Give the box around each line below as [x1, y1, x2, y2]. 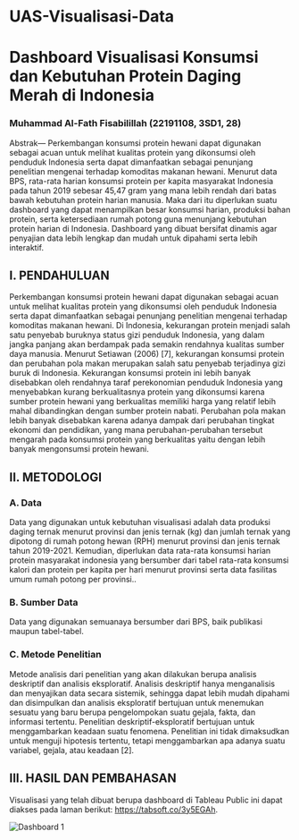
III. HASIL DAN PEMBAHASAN [9, 771, 177, 786]
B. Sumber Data [9, 597, 79, 609]
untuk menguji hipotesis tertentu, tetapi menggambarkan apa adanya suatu [9, 735, 286, 746]
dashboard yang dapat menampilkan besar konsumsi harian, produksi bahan [9, 204, 291, 215]
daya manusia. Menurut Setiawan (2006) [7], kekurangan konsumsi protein [9, 349, 285, 360]
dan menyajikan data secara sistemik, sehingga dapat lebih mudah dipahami [9, 687, 290, 699]
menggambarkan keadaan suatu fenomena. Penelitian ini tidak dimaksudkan [9, 725, 290, 736]
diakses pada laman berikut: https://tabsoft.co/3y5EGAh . [9, 803, 219, 815]
